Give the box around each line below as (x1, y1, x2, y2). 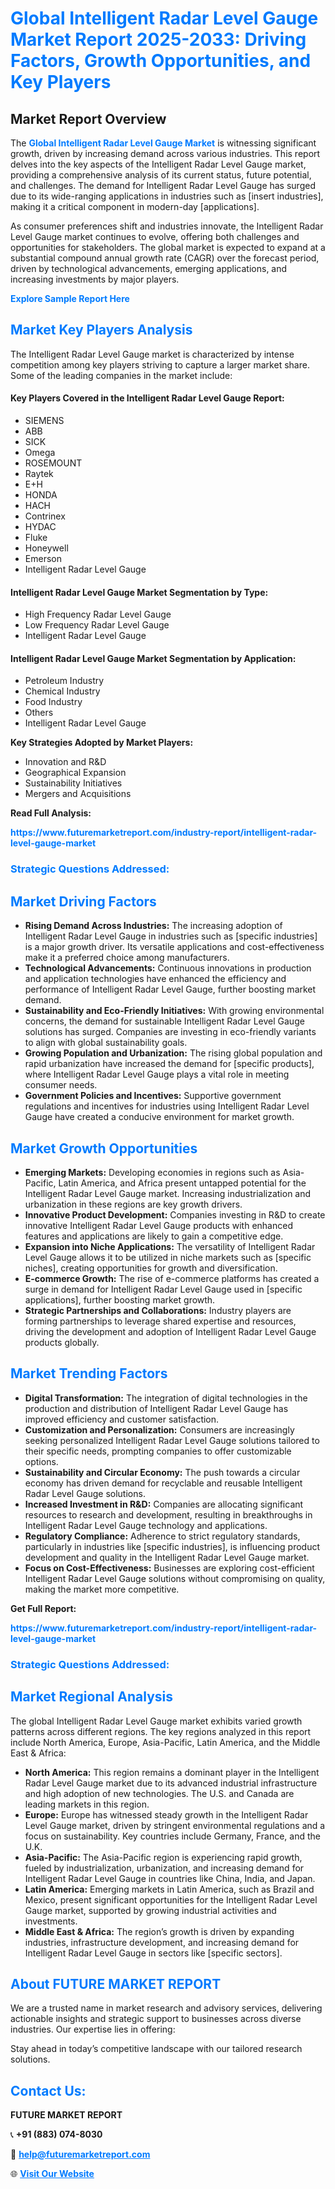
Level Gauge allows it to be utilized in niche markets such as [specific (24, 1251, 312, 1263)
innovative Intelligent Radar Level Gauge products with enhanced (24, 1219, 293, 1231)
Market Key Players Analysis (10, 322, 193, 339)
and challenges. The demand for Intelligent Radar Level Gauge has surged (10, 180, 316, 191)
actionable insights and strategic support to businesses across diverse (10, 2013, 302, 2025)
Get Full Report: (10, 1602, 77, 1614)
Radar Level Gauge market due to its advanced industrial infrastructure (24, 1777, 318, 1789)
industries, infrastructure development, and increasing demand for (24, 1936, 300, 1948)
